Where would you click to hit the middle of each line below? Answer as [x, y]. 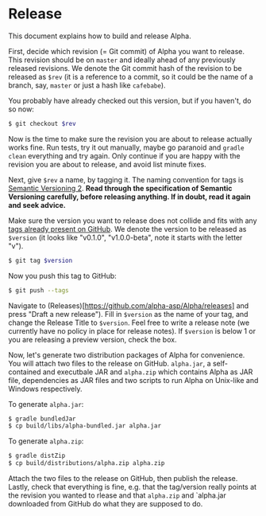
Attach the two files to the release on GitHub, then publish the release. [123, 479]
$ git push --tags [39, 290]
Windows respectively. [45, 389]
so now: [21, 109]
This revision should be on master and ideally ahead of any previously [122, 60]
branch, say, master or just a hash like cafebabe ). [87, 85]
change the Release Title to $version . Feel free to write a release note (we [129, 322]
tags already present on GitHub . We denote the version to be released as [127, 229]
